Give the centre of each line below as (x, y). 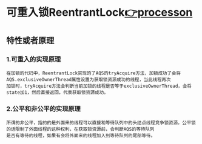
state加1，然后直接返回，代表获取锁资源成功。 (57, 92)
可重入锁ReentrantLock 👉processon (99, 12)
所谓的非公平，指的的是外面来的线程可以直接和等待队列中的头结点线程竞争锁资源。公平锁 (101, 123)
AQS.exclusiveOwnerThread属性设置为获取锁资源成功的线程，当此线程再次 (89, 79)
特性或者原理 (30, 40)
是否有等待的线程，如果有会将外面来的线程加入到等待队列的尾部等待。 (81, 136)
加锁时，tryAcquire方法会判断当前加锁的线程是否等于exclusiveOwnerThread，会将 (99, 86)
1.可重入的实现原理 (34, 59)
